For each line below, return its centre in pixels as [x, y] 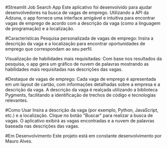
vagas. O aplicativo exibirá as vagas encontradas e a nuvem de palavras [80, 121]
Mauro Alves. [19, 141]
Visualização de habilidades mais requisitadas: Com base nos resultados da [83, 59]
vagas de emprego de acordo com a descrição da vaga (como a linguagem [83, 23]
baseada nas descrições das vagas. [42, 126]
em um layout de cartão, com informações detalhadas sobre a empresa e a [83, 84]
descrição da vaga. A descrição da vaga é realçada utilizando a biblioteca [81, 90]
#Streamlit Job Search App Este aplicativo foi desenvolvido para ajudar [79, 7]
